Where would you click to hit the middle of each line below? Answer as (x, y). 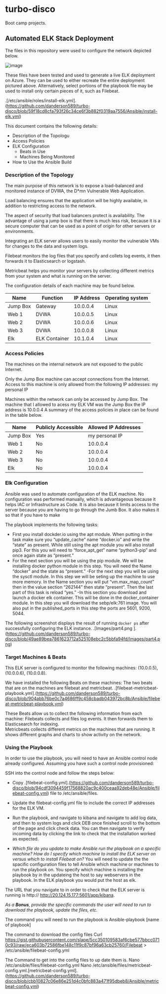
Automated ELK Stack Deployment (59, 38)
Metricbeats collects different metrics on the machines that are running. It (80, 729)
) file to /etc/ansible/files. (73, 793)
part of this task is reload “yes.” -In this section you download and (79, 592)
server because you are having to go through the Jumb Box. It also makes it (82, 510)
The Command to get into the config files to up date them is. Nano (72, 960)
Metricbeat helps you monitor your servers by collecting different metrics (80, 271)
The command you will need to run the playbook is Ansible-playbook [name (82, 919)
